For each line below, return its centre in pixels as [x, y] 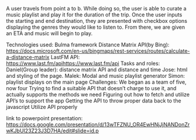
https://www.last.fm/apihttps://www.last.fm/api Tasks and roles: [83, 63]
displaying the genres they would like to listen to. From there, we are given [96, 27]
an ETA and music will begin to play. [49, 33]
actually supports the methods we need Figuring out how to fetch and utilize [98, 94]
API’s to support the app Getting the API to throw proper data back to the [94, 101]
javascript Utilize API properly [42, 107]
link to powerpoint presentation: [44, 118]
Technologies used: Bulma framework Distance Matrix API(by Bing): [88, 45]
